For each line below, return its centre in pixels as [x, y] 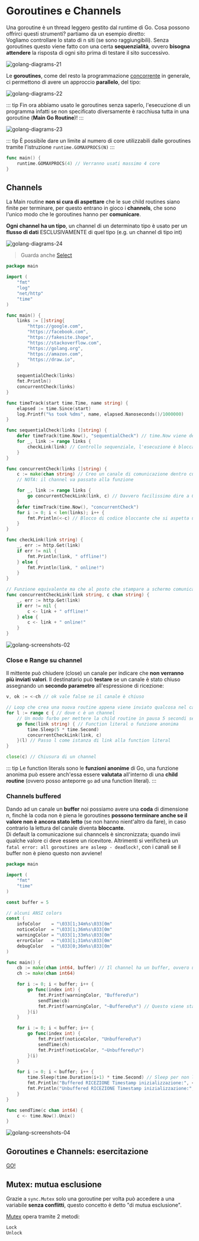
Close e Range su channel [44, 660]
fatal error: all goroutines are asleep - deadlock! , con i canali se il [93, 847]
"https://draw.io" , [52, 360]
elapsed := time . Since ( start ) [54, 408]
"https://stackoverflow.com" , [65, 343]
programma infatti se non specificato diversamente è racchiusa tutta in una [98, 111]
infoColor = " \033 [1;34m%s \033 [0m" [65, 924]
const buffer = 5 [28, 902]
